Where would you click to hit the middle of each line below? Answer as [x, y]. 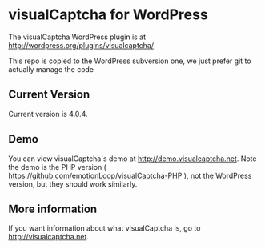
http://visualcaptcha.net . [49, 237]
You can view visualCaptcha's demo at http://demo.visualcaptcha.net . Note [132, 159]
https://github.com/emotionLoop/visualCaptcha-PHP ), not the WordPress [130, 175]
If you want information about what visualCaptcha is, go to [104, 228]
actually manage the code [51, 69]
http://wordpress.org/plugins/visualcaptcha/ [81, 45]
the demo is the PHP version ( [57, 167]
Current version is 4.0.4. [48, 114]
